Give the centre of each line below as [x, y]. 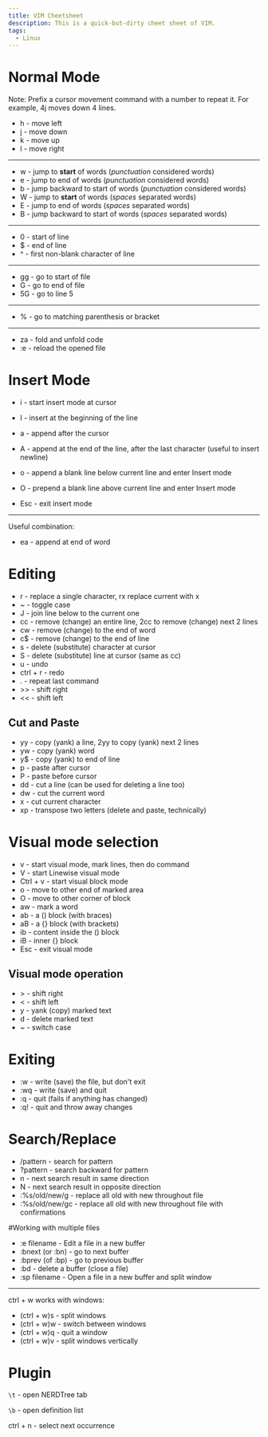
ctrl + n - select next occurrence [62, 1426]
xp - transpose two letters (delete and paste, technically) [113, 809]
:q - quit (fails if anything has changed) [84, 1098]
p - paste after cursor [55, 767]
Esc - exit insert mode [56, 504]
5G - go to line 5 [47, 294]
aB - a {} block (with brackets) [69, 923]
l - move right [42, 149]
